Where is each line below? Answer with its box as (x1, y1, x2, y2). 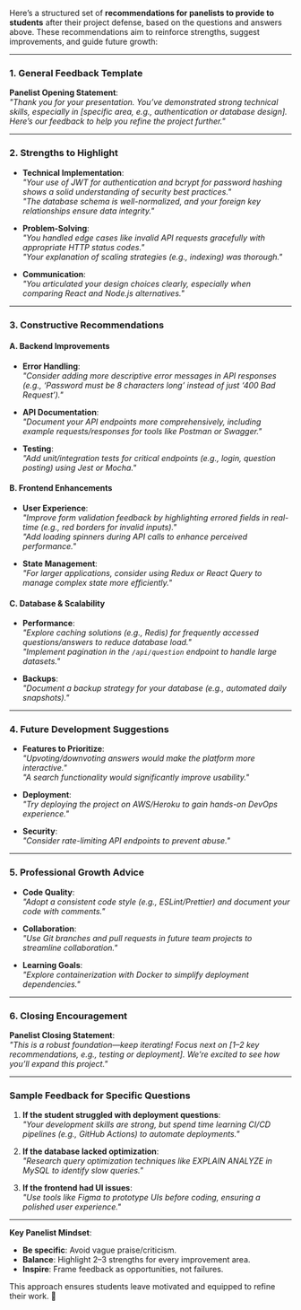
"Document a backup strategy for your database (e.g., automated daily (21, 683, 287, 694)
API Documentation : (21, 406, 99, 417)
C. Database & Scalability (9, 598, 106, 608)
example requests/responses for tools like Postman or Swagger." (21, 425, 262, 436)
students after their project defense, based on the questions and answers (9, 17, 282, 28)
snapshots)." (21, 693, 70, 703)
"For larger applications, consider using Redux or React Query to (21, 567, 262, 578)
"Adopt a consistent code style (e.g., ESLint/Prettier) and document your (21, 896, 290, 907)
